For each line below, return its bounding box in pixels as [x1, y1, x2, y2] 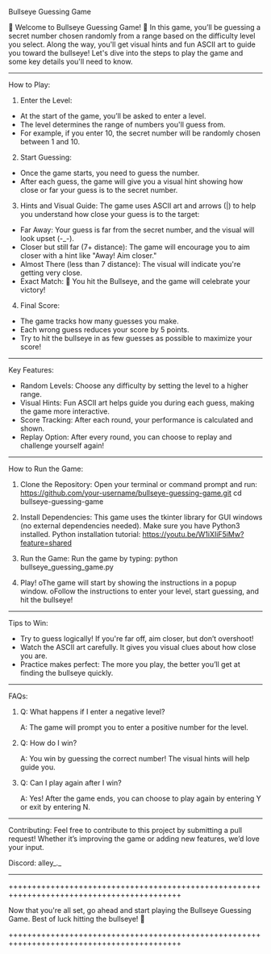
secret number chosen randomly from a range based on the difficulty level [8, 31, 256, 40]
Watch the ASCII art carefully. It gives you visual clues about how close [19, 643, 256, 652]
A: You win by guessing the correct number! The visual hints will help [19, 754, 250, 763]
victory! [19, 285, 46, 294]
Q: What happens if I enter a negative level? [19, 707, 165, 716]
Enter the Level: [19, 96, 73, 105]
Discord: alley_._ [8, 858, 62, 868]
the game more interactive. [19, 406, 110, 416]
